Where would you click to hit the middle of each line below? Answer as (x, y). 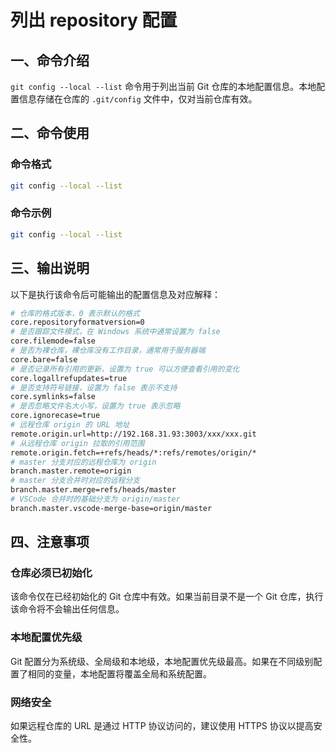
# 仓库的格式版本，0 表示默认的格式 (75, 313)
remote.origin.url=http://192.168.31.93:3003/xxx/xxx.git (133, 434)
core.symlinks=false (53, 397)
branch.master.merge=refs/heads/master (93, 490)
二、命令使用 (50, 133)
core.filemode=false (53, 341)
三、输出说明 (50, 268)
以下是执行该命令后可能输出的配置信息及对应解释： (115, 294)
